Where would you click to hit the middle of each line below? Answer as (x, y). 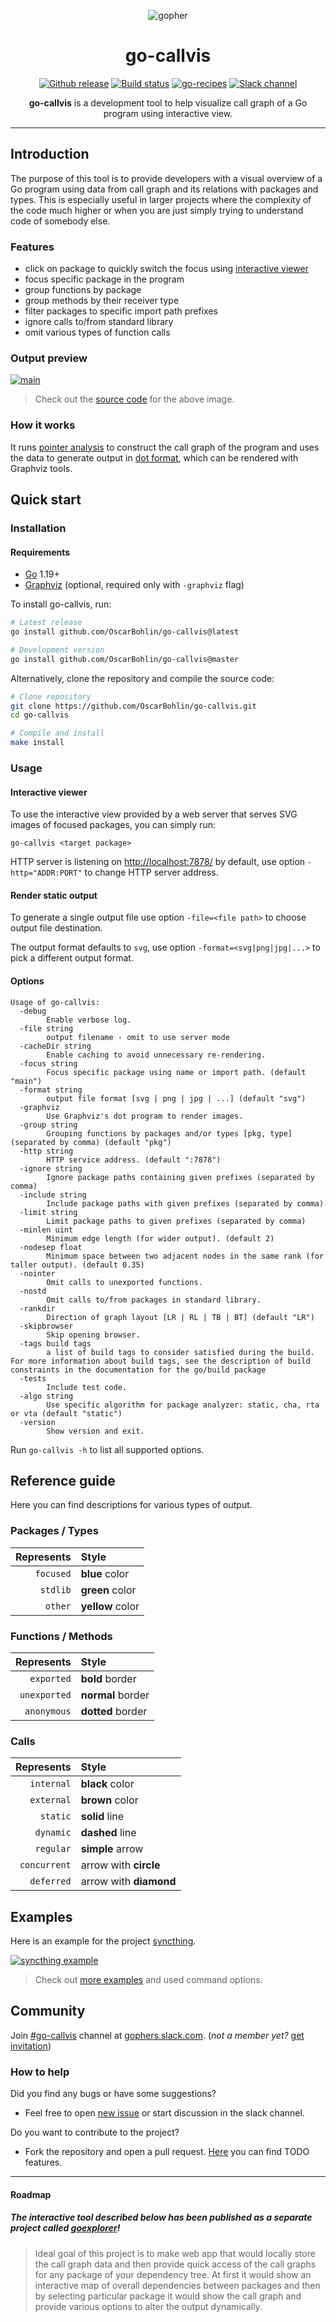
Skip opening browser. (93, 1335)
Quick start (46, 500)
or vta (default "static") (66, 1413)
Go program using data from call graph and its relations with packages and (164, 189)
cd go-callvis (40, 715)
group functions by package (83, 290)
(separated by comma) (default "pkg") (91, 1142)
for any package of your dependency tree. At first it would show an (173, 2274)
